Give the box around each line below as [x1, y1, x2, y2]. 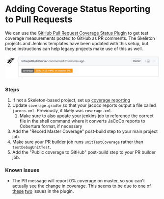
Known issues [5, 167, 40, 174]
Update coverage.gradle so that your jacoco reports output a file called [12, 102, 156, 108]
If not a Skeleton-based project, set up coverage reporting [12, 97, 131, 103]
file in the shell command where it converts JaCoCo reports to [19, 118, 146, 124]
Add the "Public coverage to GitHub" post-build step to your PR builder [12, 149, 156, 155]
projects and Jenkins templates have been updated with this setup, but [5, 40, 149, 46]
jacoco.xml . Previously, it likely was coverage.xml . [12, 108, 113, 114]
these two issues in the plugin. [12, 188, 74, 194]
